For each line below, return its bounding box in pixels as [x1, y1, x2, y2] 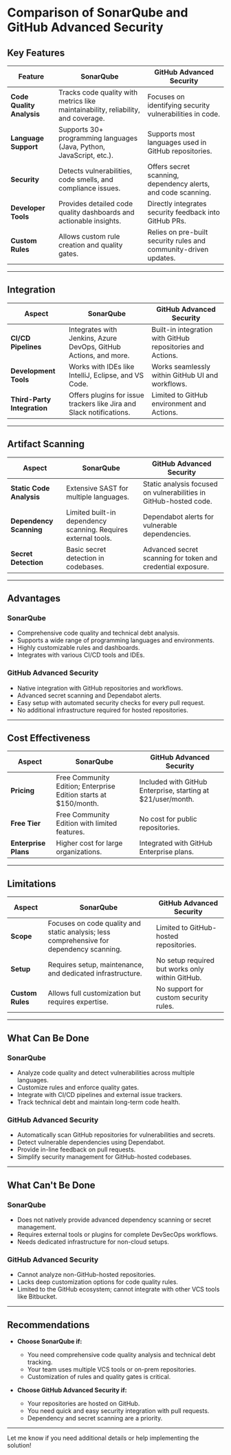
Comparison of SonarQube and [7, 5, 188, 21]
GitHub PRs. [147, 216, 187, 226]
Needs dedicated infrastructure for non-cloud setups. [16, 1237, 170, 1246]
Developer [10, 204, 45, 212]
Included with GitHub [139, 778, 208, 787]
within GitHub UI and [151, 370, 219, 380]
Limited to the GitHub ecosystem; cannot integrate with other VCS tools [16, 1285, 220, 1294]
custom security [155, 993, 208, 1002]
